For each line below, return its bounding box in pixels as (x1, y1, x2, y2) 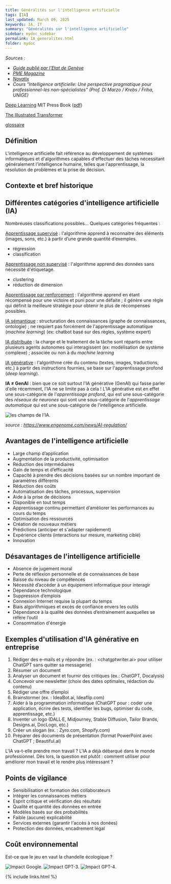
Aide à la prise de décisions (12, 493, 71, 500)
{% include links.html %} (5, 873, 57, 879)
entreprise (5, 643, 39, 652)
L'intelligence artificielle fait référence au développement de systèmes (5, 150, 153, 156)
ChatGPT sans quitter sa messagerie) (12, 662, 92, 668)
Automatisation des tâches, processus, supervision (12, 488, 121, 494)
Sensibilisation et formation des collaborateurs (12, 787, 111, 793)
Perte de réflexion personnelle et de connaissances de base (12, 571, 139, 577)
